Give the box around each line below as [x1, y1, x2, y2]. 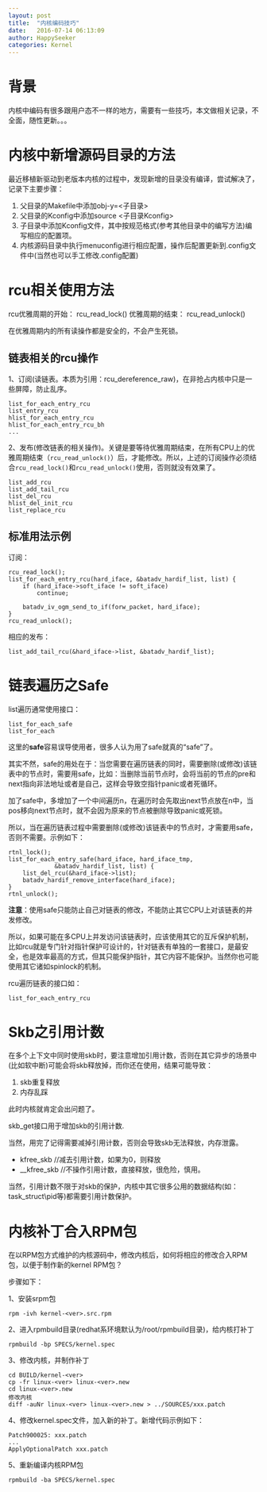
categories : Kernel [8, 41, 73, 49]
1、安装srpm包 [8, 1294, 56, 1304]
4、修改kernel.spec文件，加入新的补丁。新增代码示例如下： [8, 1416, 205, 1425]
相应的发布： [8, 632, 50, 641]
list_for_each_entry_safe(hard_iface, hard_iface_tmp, [8, 855, 194, 863]
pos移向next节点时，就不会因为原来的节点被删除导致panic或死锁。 [8, 806, 227, 815]
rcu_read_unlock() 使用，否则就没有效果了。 [75, 462, 220, 472]
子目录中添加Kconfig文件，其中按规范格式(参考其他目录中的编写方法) [19, 221, 246, 230]
